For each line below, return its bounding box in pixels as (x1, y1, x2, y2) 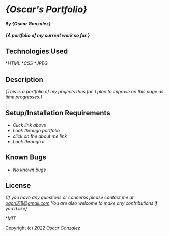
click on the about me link (12, 133, 67, 139)
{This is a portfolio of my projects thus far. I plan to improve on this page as (5, 89, 164, 94)
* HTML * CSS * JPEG (5, 60, 48, 66)
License (5, 181, 31, 190)
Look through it (12, 138, 45, 144)
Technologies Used (5, 47, 68, 55)
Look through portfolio (12, 127, 60, 133)
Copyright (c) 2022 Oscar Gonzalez (5, 225, 80, 231)
